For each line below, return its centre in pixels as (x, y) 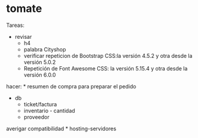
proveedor (36, 117)
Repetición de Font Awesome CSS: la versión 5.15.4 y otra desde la (106, 68)
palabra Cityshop (45, 49)
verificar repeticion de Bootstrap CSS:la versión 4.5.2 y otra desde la (108, 56)
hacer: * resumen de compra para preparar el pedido (71, 86)
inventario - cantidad (49, 111)
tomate (24, 9)
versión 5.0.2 (40, 62)
